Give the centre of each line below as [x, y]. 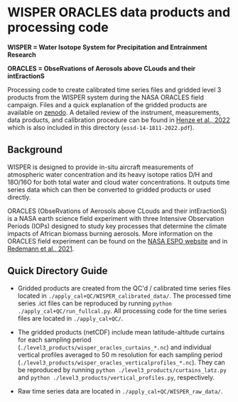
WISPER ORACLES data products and [119, 12]
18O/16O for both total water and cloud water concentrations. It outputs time [119, 182]
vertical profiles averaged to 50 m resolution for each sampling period [120, 354]
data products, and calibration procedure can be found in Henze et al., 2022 [119, 120]
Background [35, 150]
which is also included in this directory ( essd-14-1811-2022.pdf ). [101, 127]
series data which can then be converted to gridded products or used [109, 190]
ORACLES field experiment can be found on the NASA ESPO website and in [118, 241]
